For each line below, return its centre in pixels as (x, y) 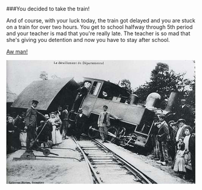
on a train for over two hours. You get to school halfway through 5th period (99, 27)
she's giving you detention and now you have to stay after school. (88, 40)
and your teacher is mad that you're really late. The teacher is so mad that (98, 33)
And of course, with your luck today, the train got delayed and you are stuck (101, 20)
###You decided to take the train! (48, 9)
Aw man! (17, 52)
